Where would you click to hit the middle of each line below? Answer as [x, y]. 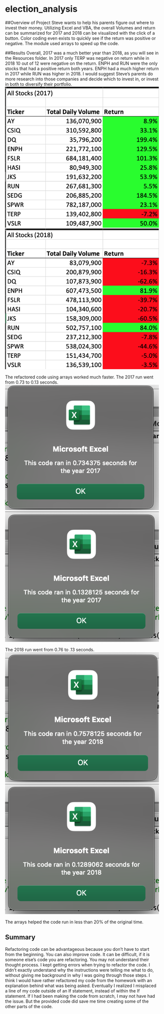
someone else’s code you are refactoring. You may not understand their [77, 960]
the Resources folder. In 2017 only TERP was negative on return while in [77, 58]
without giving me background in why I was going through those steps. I [78, 975]
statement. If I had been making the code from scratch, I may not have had [80, 996]
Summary [20, 937]
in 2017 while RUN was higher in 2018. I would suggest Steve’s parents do [79, 74]
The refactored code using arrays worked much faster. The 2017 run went [79, 377]
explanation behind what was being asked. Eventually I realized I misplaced [81, 986]
